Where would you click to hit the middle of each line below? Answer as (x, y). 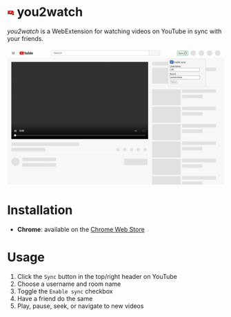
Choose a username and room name (69, 284)
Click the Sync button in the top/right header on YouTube (97, 276)
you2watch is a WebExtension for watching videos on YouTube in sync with (114, 31)
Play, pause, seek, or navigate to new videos (80, 306)
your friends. (25, 38)
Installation (40, 210)
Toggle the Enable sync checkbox (65, 291)
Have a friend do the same (55, 298)
